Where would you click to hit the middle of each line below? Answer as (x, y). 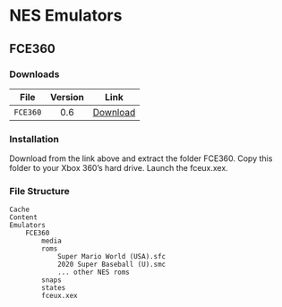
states (54, 288)
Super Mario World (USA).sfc (111, 257)
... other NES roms (93, 273)
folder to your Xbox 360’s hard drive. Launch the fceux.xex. (119, 168)
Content (24, 217)
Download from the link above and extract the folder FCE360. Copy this (141, 158)
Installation (34, 139)
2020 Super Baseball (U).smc (111, 265)
